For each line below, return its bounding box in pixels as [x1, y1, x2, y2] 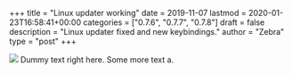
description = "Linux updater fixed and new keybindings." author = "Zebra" [9, 27, 285, 37]
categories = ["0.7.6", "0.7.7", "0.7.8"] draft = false [83, 17, 265, 28]
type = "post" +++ [9, 36, 77, 46]
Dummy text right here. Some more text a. [20, 54, 175, 65]
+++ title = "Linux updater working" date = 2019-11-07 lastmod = [9, 8, 247, 18]
